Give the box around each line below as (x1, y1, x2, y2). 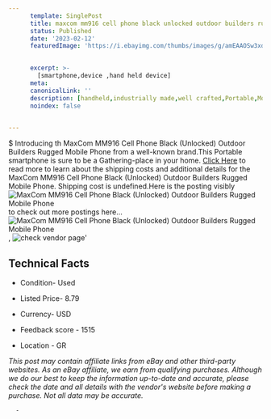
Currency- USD (19, 309, 72, 319)
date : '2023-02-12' (29, 34, 95, 43)
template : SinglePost (29, 11, 103, 20)
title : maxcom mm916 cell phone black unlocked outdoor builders (29, 19, 254, 28)
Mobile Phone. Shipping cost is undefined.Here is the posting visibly (8, 181, 236, 191)
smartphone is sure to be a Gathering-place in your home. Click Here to (8, 155, 246, 166)
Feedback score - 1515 (19, 324, 95, 334)
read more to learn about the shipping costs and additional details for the (8, 164, 251, 174)
